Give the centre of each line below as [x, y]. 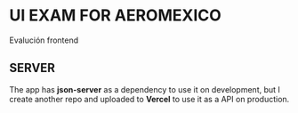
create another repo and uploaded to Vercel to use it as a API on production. [149, 99]
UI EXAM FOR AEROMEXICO [116, 16]
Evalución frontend [44, 40]
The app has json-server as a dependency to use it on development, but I [145, 89]
